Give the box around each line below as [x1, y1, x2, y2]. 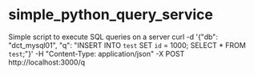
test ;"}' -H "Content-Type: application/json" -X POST [8, 49, 185, 58]
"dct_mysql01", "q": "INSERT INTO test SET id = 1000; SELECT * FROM [8, 40, 246, 49]
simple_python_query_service [8, 6, 214, 24]
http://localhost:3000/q [8, 57, 86, 67]
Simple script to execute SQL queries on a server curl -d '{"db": [8, 32, 219, 41]
